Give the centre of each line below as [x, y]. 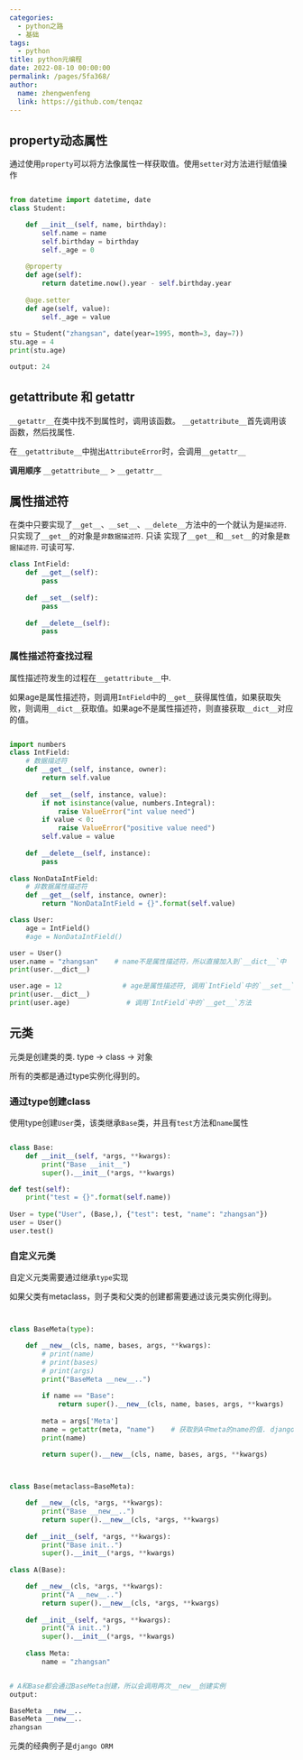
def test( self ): [40, 1189]
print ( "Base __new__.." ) [88, 1512]
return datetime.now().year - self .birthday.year [137, 284]
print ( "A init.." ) [76, 1628]
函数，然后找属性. [42, 432]
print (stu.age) [38, 351]
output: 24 [30, 366]
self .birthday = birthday [91, 241]
